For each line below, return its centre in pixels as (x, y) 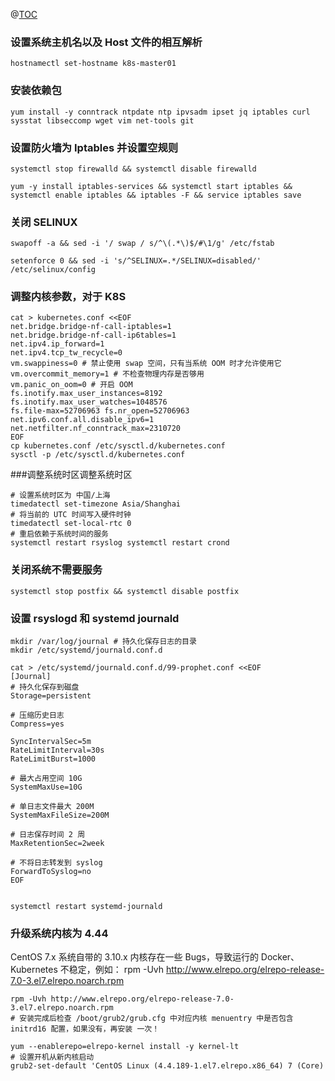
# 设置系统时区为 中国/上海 (60, 495)
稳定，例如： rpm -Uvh (116, 970)
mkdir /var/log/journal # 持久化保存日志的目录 (103, 642)
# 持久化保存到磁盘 (45, 687)
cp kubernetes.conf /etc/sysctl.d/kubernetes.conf (118, 446)
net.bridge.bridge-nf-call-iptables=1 (91, 327)
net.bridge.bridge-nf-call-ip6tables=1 (93, 335)
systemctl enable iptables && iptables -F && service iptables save (156, 195)
